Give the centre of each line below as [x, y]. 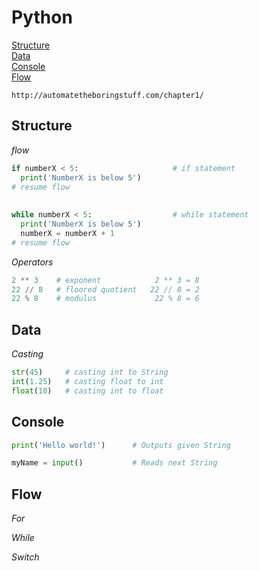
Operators [32, 262]
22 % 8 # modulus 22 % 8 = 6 [105, 299]
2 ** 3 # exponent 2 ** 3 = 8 [105, 280]
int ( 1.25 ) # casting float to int [87, 381]
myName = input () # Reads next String [114, 463]
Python [42, 17]
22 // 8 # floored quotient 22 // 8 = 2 [105, 289]
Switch [25, 557]
